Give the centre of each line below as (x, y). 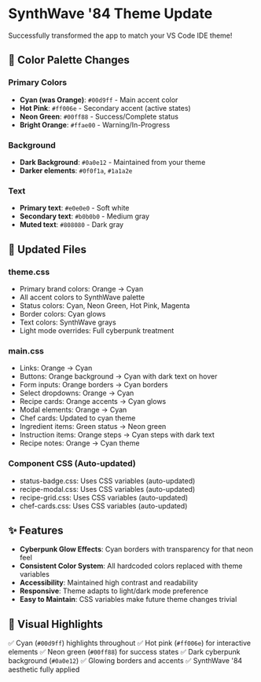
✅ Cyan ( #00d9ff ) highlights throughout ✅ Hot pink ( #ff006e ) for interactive (130, 643)
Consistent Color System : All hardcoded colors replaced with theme (131, 566)
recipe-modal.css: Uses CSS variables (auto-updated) (107, 489)
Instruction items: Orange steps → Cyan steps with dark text (117, 435)
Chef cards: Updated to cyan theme (77, 418)
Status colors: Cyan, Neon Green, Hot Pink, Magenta (105, 305)
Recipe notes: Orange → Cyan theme (79, 443)
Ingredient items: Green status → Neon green (93, 427)
